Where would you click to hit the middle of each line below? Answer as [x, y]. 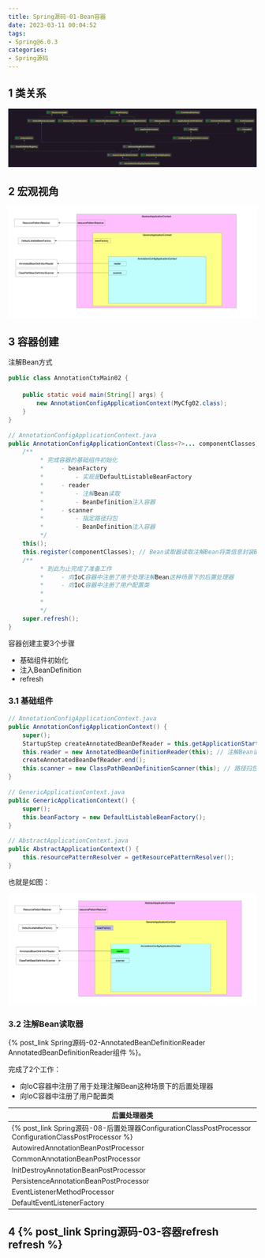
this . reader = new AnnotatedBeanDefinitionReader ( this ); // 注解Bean [138, 752]
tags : [17, 33]
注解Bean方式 [30, 362]
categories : [28, 50]
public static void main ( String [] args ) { [93, 395]
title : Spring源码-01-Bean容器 [57, 17]
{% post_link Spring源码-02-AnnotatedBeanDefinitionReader [107, 1043]
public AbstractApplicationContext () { [74, 849]
